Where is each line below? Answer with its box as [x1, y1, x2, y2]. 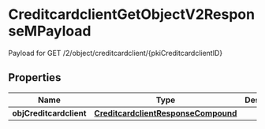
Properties [8, 71, 62, 84]
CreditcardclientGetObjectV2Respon [8, 6, 255, 24]
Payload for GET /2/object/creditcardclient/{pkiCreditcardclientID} [8, 48, 223, 57]
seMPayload [8, 22, 91, 40]
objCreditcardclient [12, 108, 87, 119]
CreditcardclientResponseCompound [94, 108, 237, 119]
